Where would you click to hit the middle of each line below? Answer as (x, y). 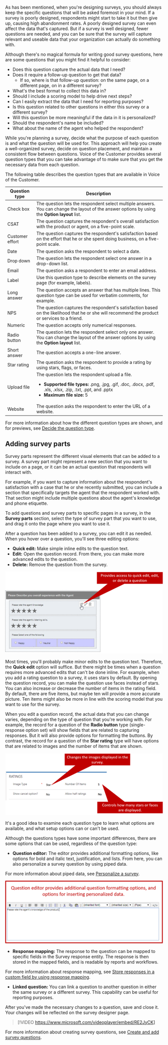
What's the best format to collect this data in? (59, 91)
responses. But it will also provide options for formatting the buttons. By (79, 735)
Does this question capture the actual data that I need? (69, 69)
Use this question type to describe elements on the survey (96, 277)
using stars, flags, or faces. (64, 367)
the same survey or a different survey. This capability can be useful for (85, 992)
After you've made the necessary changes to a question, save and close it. (82, 1007)
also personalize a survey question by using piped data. (70, 864)
